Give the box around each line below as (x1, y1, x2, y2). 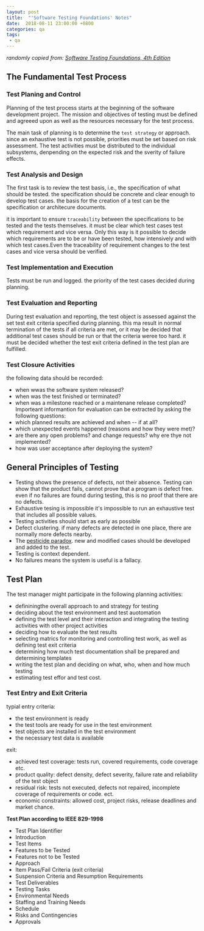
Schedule (15, 905, 40, 912)
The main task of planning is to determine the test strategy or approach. (6, 129, 191, 136)
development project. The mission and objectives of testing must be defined (6, 111, 198, 118)
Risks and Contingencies (15, 911, 78, 919)
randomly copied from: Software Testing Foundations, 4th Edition (6, 54, 171, 61)
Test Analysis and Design (6, 170, 83, 178)
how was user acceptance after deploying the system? (15, 444, 153, 452)
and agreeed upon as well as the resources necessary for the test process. (6, 117, 195, 124)
